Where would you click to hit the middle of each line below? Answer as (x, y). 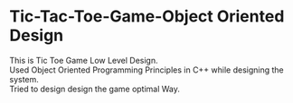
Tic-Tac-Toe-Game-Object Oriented (147, 17)
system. (24, 79)
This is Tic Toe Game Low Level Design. (84, 60)
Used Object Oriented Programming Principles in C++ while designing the (147, 70)
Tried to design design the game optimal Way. (95, 89)
